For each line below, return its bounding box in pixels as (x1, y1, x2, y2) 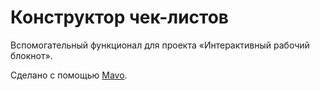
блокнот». (10, 49, 53, 61)
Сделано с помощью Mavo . (10, 69, 128, 81)
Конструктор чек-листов (10, 6, 230, 29)
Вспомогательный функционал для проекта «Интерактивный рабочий (10, 39, 310, 51)
